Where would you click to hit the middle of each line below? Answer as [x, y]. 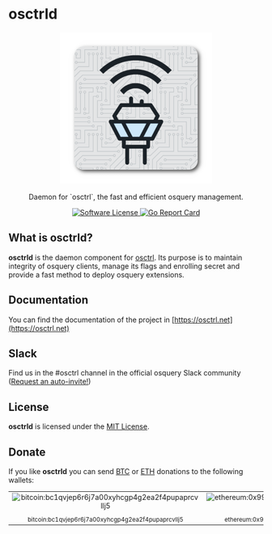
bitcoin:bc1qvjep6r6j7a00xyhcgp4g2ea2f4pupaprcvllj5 [105, 519]
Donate [27, 452]
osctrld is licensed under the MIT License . [79, 426]
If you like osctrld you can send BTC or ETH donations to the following [126, 471]
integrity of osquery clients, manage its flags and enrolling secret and [124, 266]
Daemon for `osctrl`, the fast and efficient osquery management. [136, 197]
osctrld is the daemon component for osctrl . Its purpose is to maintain [125, 257]
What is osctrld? [51, 238]
